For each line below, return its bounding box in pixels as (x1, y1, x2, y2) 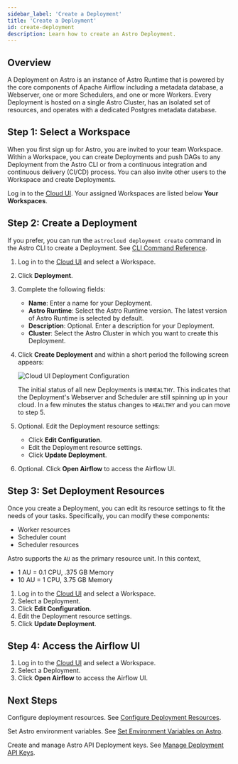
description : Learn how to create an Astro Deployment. (7, 30, 176, 38)
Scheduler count (17, 532, 67, 541)
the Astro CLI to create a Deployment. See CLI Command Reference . (7, 243, 208, 252)
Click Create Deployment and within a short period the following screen (17, 350, 229, 359)
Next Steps (7, 694, 58, 706)
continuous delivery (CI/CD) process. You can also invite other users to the (7, 168, 227, 176)
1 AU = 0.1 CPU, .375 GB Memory (17, 568, 114, 576)
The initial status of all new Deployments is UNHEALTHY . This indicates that (17, 385, 231, 394)
